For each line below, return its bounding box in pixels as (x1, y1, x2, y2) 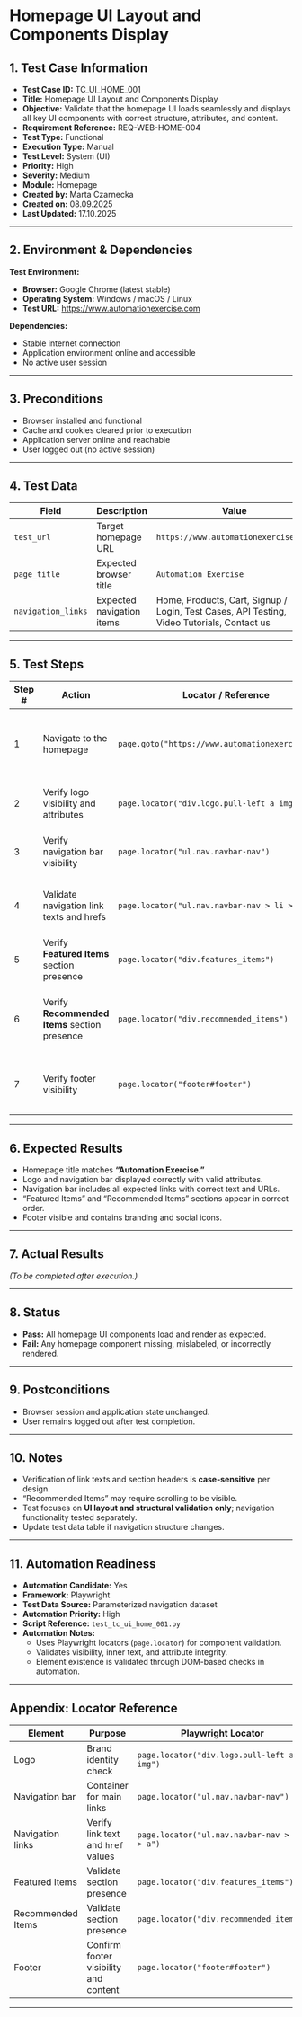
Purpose (89, 1727, 127, 1739)
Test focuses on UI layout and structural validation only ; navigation (22, 1502, 275, 1514)
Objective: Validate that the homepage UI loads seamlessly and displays (22, 103, 291, 113)
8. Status (9, 1305, 61, 1321)
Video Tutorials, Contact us (155, 616, 271, 629)
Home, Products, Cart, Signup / (155, 594, 288, 606)
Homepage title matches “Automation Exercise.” (22, 1164, 205, 1175)
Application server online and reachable (22, 434, 171, 445)
